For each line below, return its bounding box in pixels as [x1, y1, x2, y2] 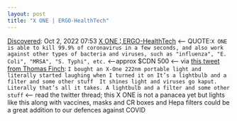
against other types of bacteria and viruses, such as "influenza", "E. [7, 51, 227, 58]
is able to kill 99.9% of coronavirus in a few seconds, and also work [7, 44, 224, 51]
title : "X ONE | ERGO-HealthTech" [7, 17, 110, 24]
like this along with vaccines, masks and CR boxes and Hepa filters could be [7, 98, 230, 107]
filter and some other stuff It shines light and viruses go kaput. [7, 78, 218, 85]
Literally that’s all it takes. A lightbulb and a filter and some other [7, 84, 231, 91]
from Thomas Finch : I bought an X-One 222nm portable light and [7, 64, 202, 73]
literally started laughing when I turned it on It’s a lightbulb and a [7, 72, 227, 79]
